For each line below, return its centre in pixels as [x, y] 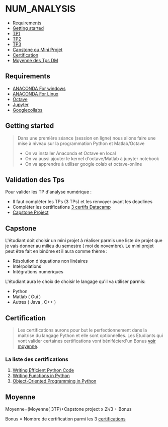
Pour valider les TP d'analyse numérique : [49, 192]
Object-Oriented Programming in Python [54, 381]
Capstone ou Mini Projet [37, 50]
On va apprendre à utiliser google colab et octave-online [83, 164]
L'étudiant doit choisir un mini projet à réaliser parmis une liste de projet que [84, 241]
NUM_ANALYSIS [40, 9]
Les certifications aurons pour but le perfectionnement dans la [82, 330]
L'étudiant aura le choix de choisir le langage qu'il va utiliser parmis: [75, 281]
